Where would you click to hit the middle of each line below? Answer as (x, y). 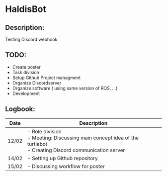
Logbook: (20, 109)
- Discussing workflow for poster (66, 166)
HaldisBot (26, 9)
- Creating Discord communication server (76, 150)
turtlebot (37, 144)
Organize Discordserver (37, 83)
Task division (26, 72)
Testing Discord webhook (31, 39)
